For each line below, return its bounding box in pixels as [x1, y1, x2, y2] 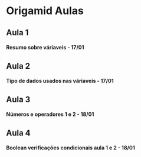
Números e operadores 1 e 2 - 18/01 [6, 111, 94, 118]
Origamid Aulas [6, 4, 84, 18]
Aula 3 [6, 94, 31, 104]
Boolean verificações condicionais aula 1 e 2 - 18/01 [6, 144, 135, 151]
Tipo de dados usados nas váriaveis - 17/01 [6, 78, 114, 85]
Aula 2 [6, 61, 31, 71]
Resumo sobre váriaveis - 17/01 [6, 44, 84, 51]
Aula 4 [6, 128, 31, 138]
